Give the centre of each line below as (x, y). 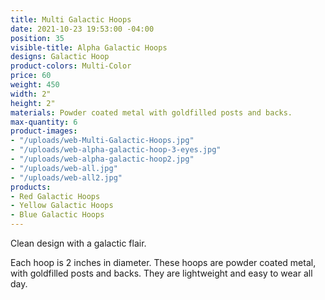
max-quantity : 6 (44, 122)
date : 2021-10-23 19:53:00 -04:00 (82, 29)
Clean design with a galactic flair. (78, 243)
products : (31, 187)
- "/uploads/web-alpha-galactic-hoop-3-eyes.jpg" (116, 150)
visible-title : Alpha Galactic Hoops (89, 47)
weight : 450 (35, 85)
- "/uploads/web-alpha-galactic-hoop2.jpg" (102, 159)
